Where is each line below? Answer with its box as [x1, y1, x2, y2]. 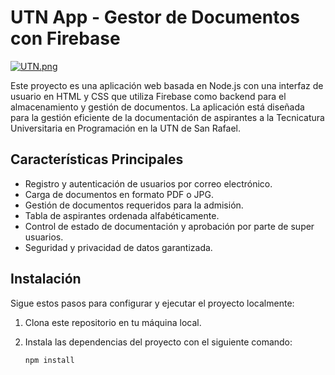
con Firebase [10, 27, 121, 50]
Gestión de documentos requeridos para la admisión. [24, 199, 244, 211]
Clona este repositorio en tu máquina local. [24, 316, 202, 328]
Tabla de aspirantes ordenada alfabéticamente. [24, 209, 220, 221]
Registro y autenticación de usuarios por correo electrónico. [24, 177, 273, 190]
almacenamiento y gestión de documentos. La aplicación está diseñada [10, 101, 305, 113]
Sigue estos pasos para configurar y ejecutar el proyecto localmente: [10, 297, 295, 309]
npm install [24, 355, 75, 365]
